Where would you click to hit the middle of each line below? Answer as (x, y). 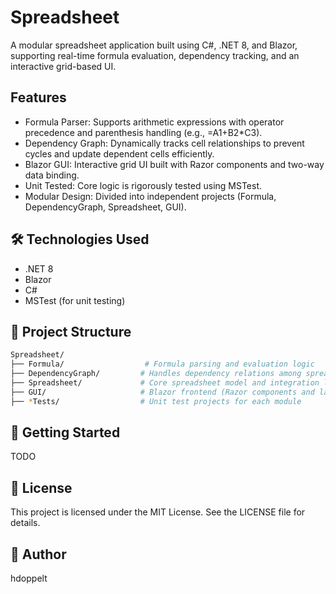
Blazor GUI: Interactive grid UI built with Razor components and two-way (174, 164)
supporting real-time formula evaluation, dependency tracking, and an (155, 55)
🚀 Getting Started (65, 432)
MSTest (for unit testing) (75, 300)
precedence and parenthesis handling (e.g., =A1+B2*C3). (143, 132)
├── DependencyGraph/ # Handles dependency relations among (156, 374)
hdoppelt (29, 578)
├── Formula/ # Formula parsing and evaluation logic (162, 364)
